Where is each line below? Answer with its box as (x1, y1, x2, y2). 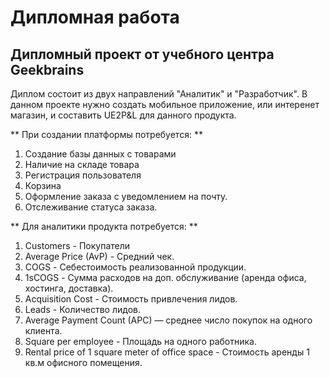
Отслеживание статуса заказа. (24, 201, 158, 213)
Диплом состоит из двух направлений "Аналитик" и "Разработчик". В (10, 88, 308, 100)
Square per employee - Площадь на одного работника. (24, 336, 257, 347)
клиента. (24, 325, 63, 336)
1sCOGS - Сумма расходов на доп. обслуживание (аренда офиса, (24, 272, 307, 283)
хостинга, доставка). (24, 282, 114, 294)
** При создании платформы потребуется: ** (10, 129, 203, 140)
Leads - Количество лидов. (24, 304, 142, 315)
